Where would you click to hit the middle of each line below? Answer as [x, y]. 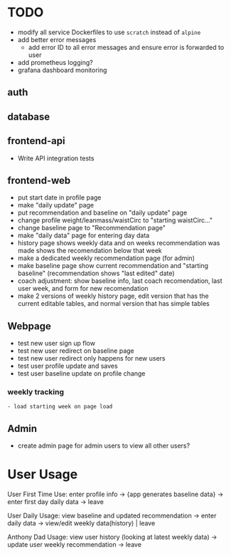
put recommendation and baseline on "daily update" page [102, 213]
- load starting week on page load [60, 407]
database [29, 117]
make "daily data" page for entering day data [84, 235]
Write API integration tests [56, 158]
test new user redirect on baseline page [76, 351]
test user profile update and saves [68, 366]
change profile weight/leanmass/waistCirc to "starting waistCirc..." [115, 220]
